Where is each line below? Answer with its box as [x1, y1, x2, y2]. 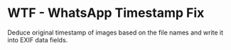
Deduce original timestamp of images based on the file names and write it [7, 28, 224, 37]
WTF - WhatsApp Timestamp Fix [7, 5, 205, 21]
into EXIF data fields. [7, 35, 68, 44]
